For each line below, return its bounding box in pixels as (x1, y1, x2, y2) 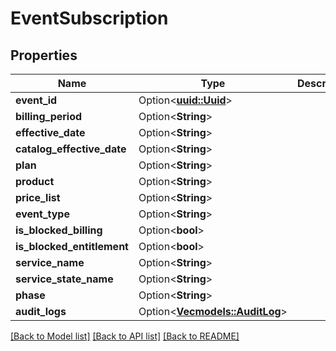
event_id (15, 93, 58, 107)
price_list (15, 191, 61, 204)
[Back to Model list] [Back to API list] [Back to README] (10, 330, 240, 342)
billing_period (15, 110, 83, 123)
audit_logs (15, 305, 67, 318)
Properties (10, 47, 78, 64)
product (15, 175, 55, 188)
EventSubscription (10, 7, 169, 30)
